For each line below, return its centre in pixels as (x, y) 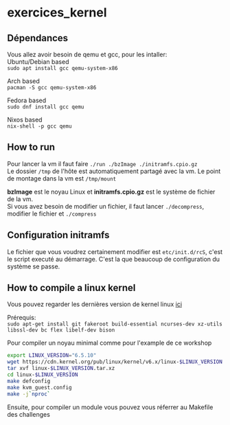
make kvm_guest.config (39, 387)
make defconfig (29, 381)
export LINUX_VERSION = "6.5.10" (52, 356)
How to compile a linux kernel (71, 288)
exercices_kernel (57, 13)
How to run (31, 147)
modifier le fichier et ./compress (52, 214)
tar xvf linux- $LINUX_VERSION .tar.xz (61, 369)
